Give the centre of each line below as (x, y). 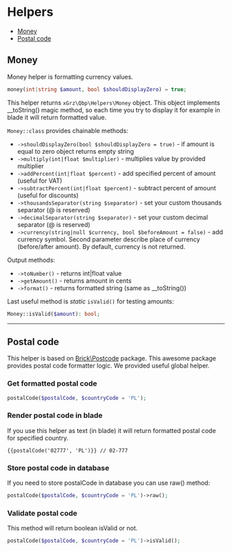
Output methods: (31, 260)
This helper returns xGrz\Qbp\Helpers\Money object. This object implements (114, 102)
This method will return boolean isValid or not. (72, 528)
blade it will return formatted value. (57, 117)
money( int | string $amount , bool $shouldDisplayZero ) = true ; (97, 89)
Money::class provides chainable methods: (68, 130)
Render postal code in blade (55, 416)
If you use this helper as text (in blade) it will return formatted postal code (112, 430)
